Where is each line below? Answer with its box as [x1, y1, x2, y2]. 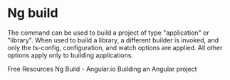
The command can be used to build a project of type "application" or [7, 28, 209, 37]
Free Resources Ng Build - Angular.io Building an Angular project [7, 64, 197, 73]
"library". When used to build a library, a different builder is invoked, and [7, 35, 219, 44]
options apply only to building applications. [7, 51, 134, 59]
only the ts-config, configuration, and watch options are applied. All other [7, 43, 223, 52]
